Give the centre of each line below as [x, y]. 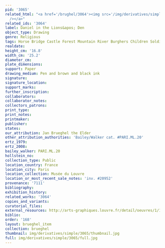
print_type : [17, 110]
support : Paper [21, 69]
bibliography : [20, 188]
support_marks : [21, 87]
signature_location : [26, 83]
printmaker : [17, 119]
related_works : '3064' [28, 197]
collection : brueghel [27, 229]
